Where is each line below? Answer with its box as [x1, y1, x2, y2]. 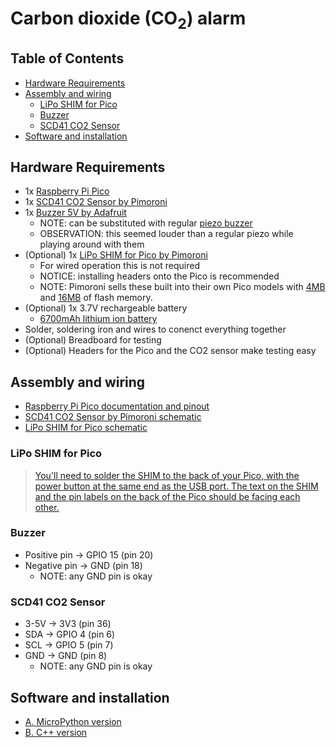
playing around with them [39, 238, 145, 251]
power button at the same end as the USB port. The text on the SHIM [34, 480, 319, 492]
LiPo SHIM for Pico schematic [24, 422, 148, 434]
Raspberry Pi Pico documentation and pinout [24, 400, 210, 412]
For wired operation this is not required [39, 260, 200, 272]
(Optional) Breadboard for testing [24, 334, 162, 346]
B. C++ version [24, 726, 88, 738]
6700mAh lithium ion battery [39, 313, 158, 325]
